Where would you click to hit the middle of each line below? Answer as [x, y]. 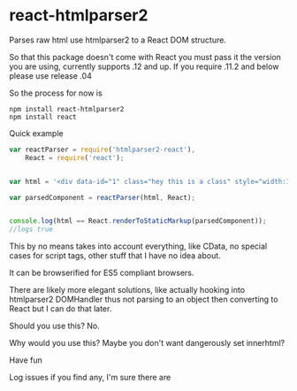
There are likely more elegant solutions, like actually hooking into [127, 290]
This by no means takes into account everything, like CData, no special [138, 246]
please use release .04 [51, 75]
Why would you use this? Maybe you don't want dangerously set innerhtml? [147, 343]
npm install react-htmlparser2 [67, 109]
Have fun [26, 360]
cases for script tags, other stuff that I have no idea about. [115, 256]
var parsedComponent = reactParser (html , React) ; [103, 197]
